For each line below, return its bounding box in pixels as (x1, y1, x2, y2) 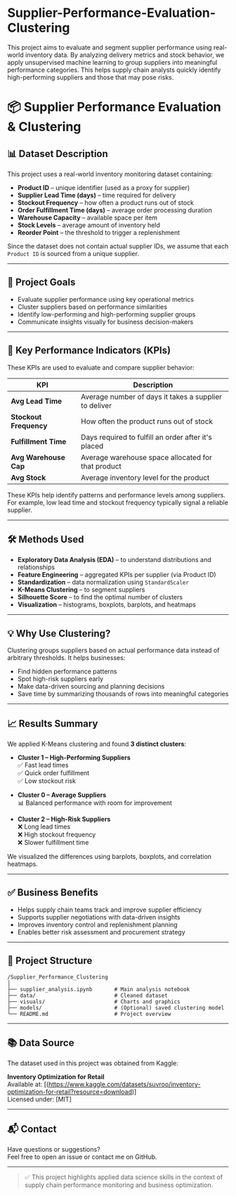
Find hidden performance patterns (17, 667, 117, 676)
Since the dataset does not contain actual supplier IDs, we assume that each (7, 241, 229, 250)
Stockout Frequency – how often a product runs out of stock (17, 198, 195, 207)
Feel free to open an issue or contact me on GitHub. (7, 1152, 157, 1162)
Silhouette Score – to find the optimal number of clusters (17, 593, 183, 602)
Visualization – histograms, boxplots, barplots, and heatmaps (17, 600, 197, 609)
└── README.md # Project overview (7, 1010, 171, 1017)
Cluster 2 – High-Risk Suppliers (17, 815, 111, 823)
